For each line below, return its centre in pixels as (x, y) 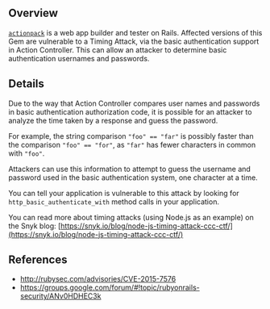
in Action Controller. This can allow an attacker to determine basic (118, 50)
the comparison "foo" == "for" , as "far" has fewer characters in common (132, 144)
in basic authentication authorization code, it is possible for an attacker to (130, 111)
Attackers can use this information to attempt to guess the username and (130, 169)
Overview (33, 13)
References (38, 260)
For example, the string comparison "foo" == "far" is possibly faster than (131, 136)
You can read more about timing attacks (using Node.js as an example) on (131, 217)
